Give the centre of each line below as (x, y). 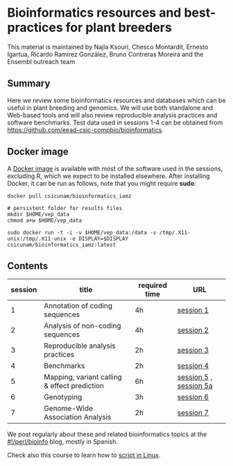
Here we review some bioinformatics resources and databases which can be (116, 100)
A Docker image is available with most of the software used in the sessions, (115, 168)
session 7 (193, 413)
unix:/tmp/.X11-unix (37, 239)
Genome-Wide (69, 408)
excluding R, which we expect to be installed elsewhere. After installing (109, 176)
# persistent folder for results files (65, 208)
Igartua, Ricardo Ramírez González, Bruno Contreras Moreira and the (105, 54)
